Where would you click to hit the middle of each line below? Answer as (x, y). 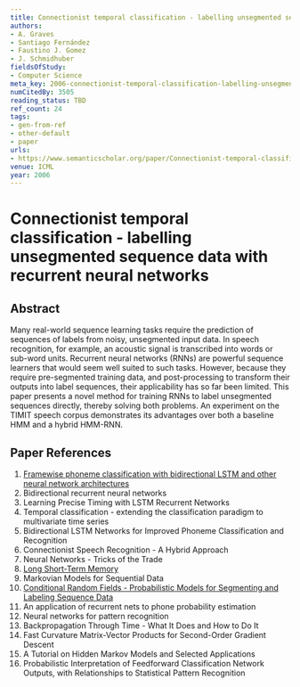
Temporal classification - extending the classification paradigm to (143, 512)
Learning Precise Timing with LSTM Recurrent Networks (126, 503)
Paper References (61, 452)
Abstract (35, 308)
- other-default (40, 134)
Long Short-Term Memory (71, 569)
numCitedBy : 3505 (42, 92)
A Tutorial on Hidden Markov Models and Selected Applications (139, 654)
